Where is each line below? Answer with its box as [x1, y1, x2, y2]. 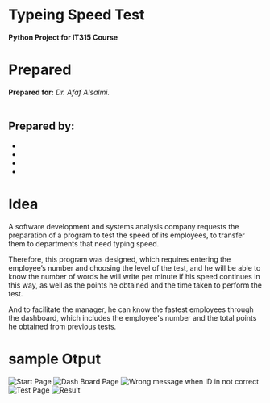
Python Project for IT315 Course [8, 32, 118, 42]
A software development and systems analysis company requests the [8, 221, 239, 231]
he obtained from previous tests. [8, 321, 117, 331]
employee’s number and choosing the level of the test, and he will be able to [8, 262, 261, 272]
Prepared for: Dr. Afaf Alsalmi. [8, 87, 110, 97]
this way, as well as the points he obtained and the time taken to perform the [8, 280, 262, 290]
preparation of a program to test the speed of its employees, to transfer [8, 230, 246, 240]
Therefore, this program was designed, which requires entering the [8, 254, 231, 264]
